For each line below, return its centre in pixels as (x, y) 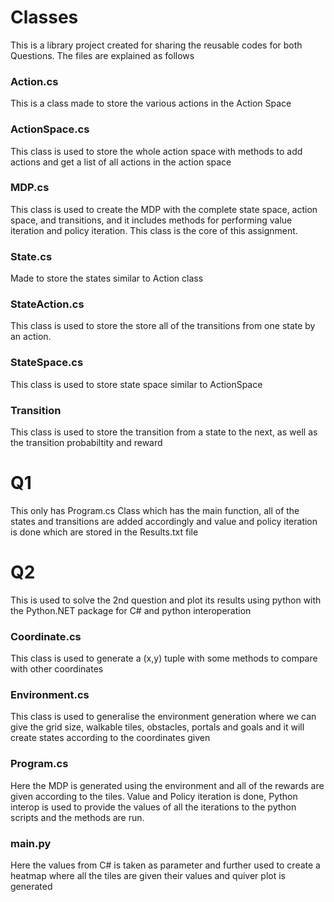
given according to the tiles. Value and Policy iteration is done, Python (154, 796)
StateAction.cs (47, 304)
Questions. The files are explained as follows (102, 55)
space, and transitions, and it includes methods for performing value (151, 220)
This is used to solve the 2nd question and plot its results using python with (166, 600)
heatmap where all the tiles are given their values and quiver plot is (148, 876)
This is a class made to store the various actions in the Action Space (151, 103)
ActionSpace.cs (50, 129)
